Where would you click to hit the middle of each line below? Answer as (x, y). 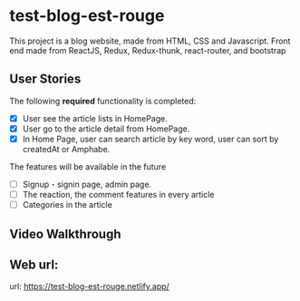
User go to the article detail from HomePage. (106, 129)
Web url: (34, 264)
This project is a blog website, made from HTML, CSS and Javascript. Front (150, 41)
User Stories (45, 79)
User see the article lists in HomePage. (95, 118)
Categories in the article (68, 205)
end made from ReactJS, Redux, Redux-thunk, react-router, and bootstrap (148, 50)
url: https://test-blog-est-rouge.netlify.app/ (89, 286)
